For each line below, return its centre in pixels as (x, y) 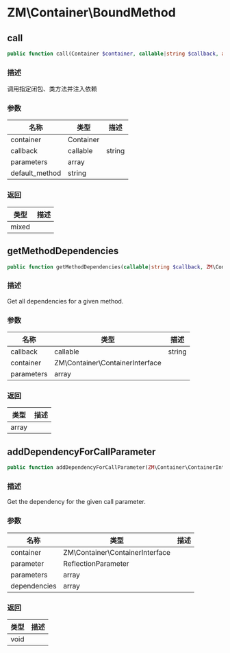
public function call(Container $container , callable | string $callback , (113, 54)
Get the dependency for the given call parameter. (76, 502)
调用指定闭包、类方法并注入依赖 (52, 89)
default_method (36, 173)
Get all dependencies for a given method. (65, 301)
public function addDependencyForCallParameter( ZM (81, 468)
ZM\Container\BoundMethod (91, 13)
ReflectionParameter (96, 563)
